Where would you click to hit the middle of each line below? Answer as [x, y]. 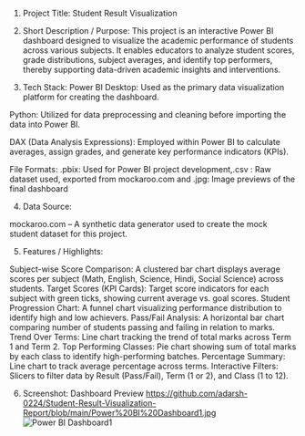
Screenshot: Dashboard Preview [83, 393]
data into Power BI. [45, 124]
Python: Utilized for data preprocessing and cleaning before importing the [148, 114]
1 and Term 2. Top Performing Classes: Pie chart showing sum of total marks [153, 347]
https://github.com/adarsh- [197, 393]
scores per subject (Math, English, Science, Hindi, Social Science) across [147, 279]
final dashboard [39, 189]
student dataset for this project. [68, 234]
